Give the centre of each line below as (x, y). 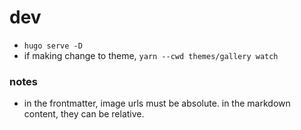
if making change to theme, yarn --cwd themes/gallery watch (151, 55)
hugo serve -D (53, 46)
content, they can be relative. (84, 114)
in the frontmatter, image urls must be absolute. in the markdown (157, 103)
